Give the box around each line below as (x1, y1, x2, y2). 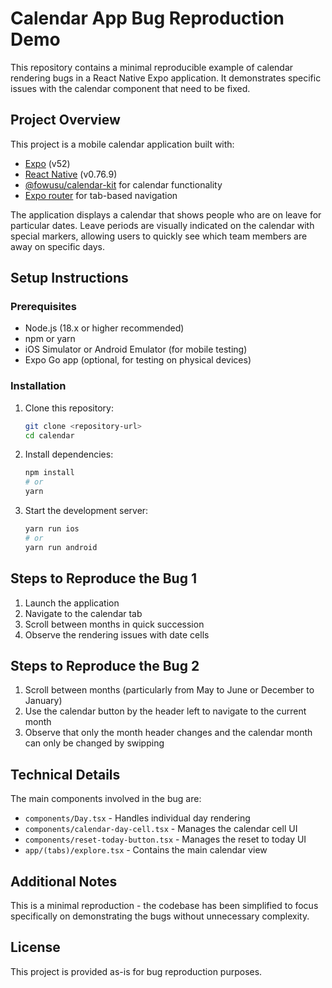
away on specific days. (10, 240, 105, 252)
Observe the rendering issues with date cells (24, 628, 210, 641)
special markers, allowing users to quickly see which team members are (10, 230, 308, 242)
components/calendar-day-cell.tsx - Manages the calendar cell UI (24, 823, 298, 835)
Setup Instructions (10, 270, 129, 287)
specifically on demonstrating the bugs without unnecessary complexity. (10, 910, 310, 922)
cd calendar (24, 430, 75, 441)
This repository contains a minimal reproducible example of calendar (10, 61, 294, 73)
